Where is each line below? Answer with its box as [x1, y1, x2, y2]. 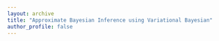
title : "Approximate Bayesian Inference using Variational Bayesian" [7, 17, 213, 24]
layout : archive [7, 10, 54, 17]
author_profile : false [7, 23, 73, 30]
